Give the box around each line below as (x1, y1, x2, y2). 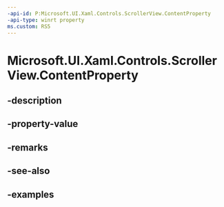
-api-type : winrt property (7, 17, 85, 23)
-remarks (7, 141, 48, 153)
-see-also (7, 165, 50, 177)
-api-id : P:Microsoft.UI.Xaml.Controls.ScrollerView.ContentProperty (7, 10, 212, 17)
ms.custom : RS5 (7, 23, 51, 30)
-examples (7, 188, 54, 200)
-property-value (7, 118, 79, 130)
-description (7, 95, 62, 106)
